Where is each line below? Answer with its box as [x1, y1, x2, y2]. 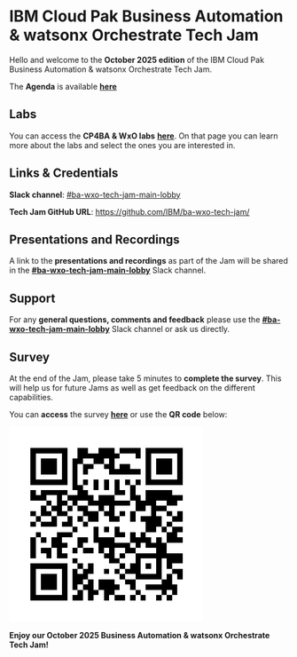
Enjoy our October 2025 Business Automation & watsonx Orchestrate [9, 630, 270, 640]
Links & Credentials [9, 166, 119, 181]
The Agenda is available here [9, 81, 117, 91]
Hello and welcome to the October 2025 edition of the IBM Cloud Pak [9, 54, 264, 65]
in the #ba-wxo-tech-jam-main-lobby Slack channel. [9, 265, 207, 276]
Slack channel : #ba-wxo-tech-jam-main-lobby [9, 189, 181, 200]
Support [9, 290, 56, 305]
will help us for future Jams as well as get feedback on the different [9, 383, 255, 392]
